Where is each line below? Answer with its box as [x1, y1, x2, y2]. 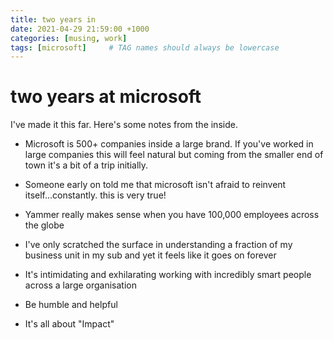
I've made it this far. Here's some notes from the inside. [10, 119, 238, 131]
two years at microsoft [10, 86, 202, 108]
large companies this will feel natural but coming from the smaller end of [24, 149, 324, 161]
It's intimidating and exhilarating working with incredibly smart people [24, 269, 312, 281]
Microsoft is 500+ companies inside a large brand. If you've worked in [24, 138, 314, 150]
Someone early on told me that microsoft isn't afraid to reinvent [24, 179, 287, 191]
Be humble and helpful [24, 299, 118, 311]
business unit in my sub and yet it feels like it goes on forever [24, 249, 277, 261]
